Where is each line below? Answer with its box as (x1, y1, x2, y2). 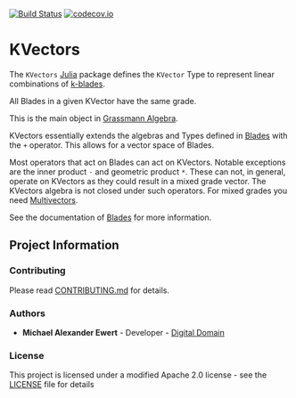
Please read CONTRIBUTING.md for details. (9, 285, 169, 296)
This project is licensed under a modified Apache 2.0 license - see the (9, 370, 267, 380)
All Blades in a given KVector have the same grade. (9, 95, 197, 106)
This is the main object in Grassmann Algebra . (9, 112, 178, 124)
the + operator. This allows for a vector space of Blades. (9, 139, 215, 150)
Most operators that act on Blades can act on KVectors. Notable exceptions (9, 157, 286, 167)
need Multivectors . (9, 194, 78, 205)
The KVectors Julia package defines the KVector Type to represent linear (9, 69, 275, 79)
